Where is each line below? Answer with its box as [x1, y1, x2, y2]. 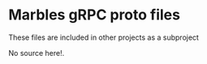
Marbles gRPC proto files [8, 6, 181, 24]
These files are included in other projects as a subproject [8, 32, 199, 42]
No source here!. [8, 48, 65, 58]
